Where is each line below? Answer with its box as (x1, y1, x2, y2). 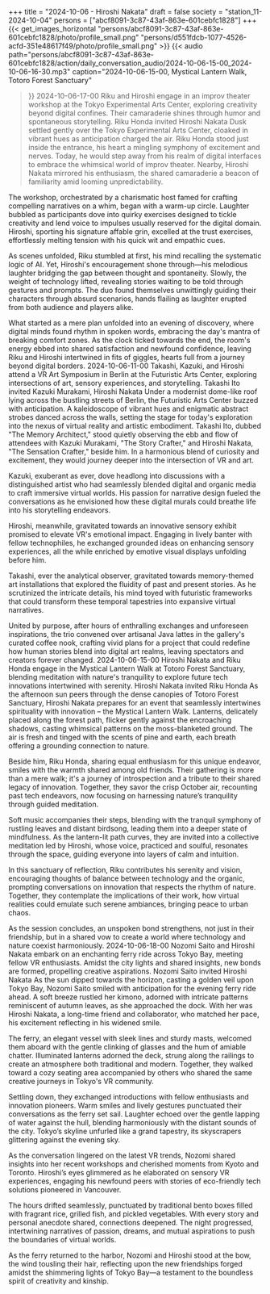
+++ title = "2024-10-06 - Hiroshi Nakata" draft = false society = (8, 7, 223, 16)
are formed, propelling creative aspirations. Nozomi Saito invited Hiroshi (8, 966, 247, 976)
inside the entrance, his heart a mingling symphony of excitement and (27, 143, 260, 152)
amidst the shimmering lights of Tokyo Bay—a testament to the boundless (8, 1267, 254, 1277)
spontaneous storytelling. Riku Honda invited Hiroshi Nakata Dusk (27, 117, 247, 126)
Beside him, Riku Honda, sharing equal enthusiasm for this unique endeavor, (8, 756, 262, 766)
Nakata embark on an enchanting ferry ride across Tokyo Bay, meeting (8, 949, 243, 959)
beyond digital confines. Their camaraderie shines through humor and (27, 108, 261, 118)
